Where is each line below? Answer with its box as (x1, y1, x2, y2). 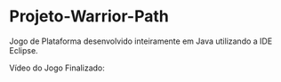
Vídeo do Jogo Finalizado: (9, 62, 105, 73)
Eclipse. (9, 45, 38, 55)
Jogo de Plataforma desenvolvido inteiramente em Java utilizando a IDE (9, 36, 273, 46)
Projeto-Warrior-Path (9, 6, 169, 27)
